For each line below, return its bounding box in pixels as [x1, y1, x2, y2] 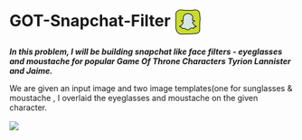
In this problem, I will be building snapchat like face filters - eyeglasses [9, 46, 283, 57]
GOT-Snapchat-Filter [9, 10, 171, 31]
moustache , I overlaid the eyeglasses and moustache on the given [9, 92, 259, 103]
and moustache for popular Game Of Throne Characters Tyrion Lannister [9, 55, 291, 66]
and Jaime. [9, 65, 53, 76]
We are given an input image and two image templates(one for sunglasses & [9, 82, 293, 93]
